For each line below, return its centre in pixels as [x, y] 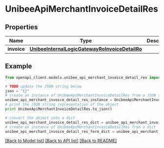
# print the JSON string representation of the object [62, 105]
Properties [21, 27]
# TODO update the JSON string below [43, 86]
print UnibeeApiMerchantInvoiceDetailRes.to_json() [59, 109]
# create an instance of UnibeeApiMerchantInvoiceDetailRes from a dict [81, 127]
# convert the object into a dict [40, 118]
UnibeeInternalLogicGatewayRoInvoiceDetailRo [86, 49]
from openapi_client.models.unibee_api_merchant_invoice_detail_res [76, 77]
